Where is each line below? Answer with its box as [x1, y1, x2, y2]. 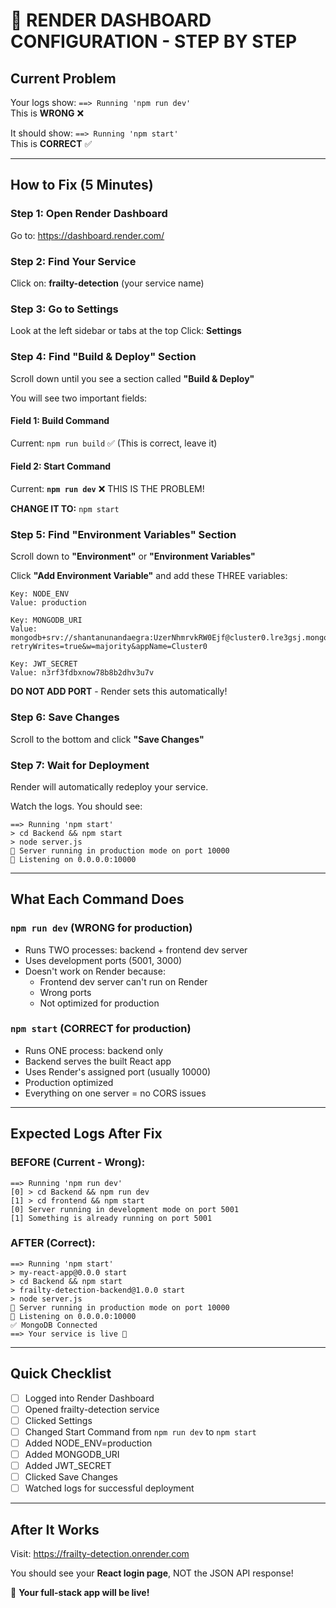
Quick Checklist [10, 1365, 112, 1383]
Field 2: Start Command [10, 460, 112, 473]
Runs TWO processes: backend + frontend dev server [24, 944, 248, 956]
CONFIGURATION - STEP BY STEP [10, 30, 298, 53]
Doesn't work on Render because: [24, 965, 166, 977]
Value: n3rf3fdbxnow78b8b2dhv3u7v [10, 668, 155, 678]
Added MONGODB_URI [24, 1448, 120, 1460]
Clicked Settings [24, 1414, 93, 1426]
